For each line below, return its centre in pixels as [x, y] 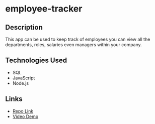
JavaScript [24, 78]
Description [24, 27]
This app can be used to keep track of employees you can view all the [78, 39]
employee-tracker [44, 9]
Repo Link [23, 111]
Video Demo [25, 116]
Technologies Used [36, 60]
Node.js [21, 83]
